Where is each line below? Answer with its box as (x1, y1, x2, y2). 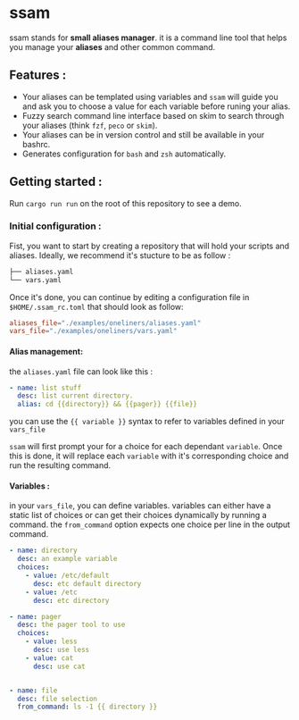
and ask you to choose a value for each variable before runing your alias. (21, 101, 291, 112)
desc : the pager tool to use (17, 620, 126, 630)
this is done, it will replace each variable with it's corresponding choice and (9, 450, 289, 462)
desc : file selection (17, 694, 98, 703)
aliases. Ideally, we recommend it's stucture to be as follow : (9, 249, 231, 261)
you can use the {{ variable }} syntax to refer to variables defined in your (9, 416, 285, 427)
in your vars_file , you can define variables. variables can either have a (9, 500, 271, 511)
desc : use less (32, 646, 90, 655)
